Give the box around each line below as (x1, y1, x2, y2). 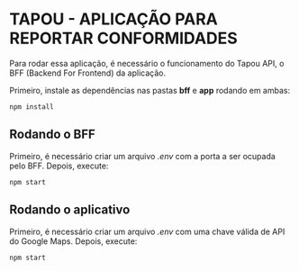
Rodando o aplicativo (9, 203, 131, 218)
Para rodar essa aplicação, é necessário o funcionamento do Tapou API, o (9, 58, 285, 68)
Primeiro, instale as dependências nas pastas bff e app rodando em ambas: (9, 85, 291, 95)
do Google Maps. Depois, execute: (9, 235, 138, 247)
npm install (9, 102, 54, 112)
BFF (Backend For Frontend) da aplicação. (9, 68, 167, 78)
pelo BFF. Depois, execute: (9, 160, 109, 171)
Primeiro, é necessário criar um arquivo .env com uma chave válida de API (9, 226, 285, 237)
